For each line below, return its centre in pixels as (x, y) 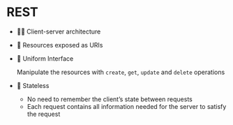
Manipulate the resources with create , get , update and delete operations (121, 72)
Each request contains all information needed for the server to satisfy (127, 106)
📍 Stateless (33, 85)
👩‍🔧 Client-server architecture (59, 31)
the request (44, 114)
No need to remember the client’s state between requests (110, 99)
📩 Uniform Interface (45, 58)
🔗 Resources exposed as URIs (60, 45)
